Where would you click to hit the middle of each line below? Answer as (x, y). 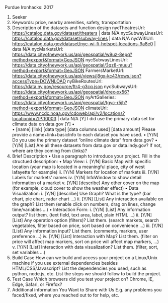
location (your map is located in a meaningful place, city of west (78, 167)
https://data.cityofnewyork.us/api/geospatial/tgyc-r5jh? (69, 102)
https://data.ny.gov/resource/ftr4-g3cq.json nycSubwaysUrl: (75, 87)
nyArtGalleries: (101, 97)
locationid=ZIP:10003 (34, 119)
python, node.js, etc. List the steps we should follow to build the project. (87, 274)
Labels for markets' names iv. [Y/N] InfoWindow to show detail (77, 177)
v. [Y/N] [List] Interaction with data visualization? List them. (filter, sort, (85, 247)
